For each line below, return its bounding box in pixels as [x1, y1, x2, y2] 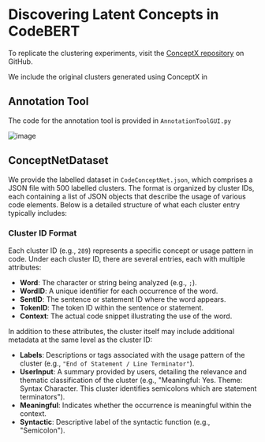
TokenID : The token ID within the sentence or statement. [19, 303, 203, 312]
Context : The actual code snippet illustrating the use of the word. [19, 311, 233, 321]
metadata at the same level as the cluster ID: [8, 335, 153, 344]
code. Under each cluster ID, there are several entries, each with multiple [8, 254, 246, 263]
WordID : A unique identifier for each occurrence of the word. [19, 286, 218, 295]
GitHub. [8, 57, 33, 66]
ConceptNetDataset [8, 154, 109, 167]
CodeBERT [8, 22, 80, 40]
